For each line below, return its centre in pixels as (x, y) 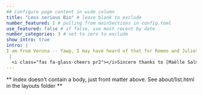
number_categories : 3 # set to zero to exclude (67, 34)
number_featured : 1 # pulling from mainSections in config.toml (89, 23)
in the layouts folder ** (34, 85)
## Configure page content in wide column (60, 12)
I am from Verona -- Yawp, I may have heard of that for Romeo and (93, 51)
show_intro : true (28, 40)
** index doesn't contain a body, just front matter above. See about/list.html (100, 79)
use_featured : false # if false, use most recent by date (81, 29)
